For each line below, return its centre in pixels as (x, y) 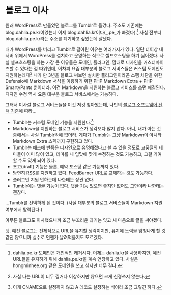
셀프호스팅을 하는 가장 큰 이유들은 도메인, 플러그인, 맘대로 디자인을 (76, 62)
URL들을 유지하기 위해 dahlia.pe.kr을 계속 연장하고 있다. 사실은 (75, 259)
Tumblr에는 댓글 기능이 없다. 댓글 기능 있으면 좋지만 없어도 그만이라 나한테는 (88, 186)
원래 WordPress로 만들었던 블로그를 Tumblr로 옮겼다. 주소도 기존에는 (74, 25)
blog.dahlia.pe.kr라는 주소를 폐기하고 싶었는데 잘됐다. (59, 38)
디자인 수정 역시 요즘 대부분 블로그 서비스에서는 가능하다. (62, 94)
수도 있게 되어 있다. (37, 160)
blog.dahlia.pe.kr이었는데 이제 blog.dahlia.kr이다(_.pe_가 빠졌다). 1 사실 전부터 (83, 32)
